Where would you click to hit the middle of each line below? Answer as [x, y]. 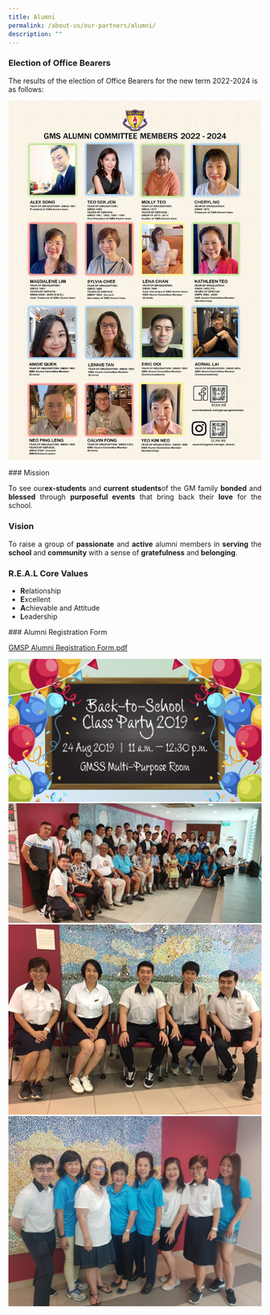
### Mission [29, 473]
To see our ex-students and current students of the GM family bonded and [135, 488]
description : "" [35, 34]
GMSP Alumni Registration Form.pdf [68, 648]
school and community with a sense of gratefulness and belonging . [123, 552]
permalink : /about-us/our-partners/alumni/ [82, 25]
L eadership [39, 616]
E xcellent [35, 600]
